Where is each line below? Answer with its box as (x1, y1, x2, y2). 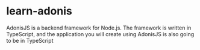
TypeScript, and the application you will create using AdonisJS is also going (6, 30, 195, 37)
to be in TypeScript (6, 37, 54, 44)
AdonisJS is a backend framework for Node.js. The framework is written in (6, 24, 192, 31)
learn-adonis (6, 4, 72, 18)
